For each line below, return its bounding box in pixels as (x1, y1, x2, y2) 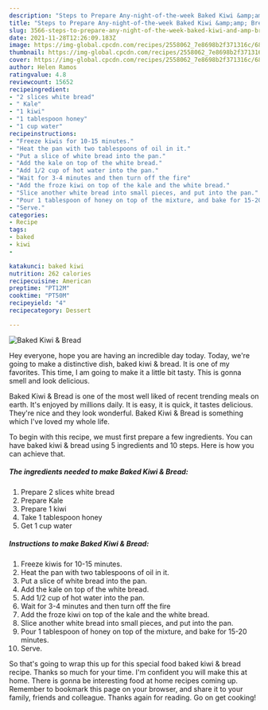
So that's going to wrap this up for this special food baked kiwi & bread (9, 658, 242, 668)
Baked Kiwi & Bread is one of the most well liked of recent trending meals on (9, 391, 259, 401)
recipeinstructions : (9, 129, 78, 137)
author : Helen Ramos (9, 64, 78, 71)
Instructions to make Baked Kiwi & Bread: (9, 539, 150, 549)
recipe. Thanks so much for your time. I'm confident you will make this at (9, 667, 247, 677)
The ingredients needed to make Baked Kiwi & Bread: (9, 467, 189, 477)
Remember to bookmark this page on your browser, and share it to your (9, 684, 243, 693)
